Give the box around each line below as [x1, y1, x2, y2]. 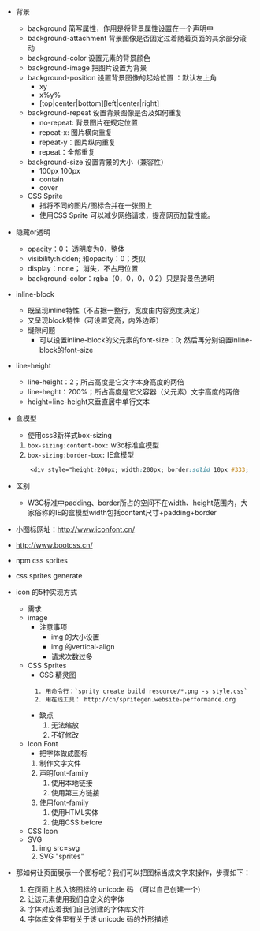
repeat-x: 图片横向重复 [39, 128, 113, 136]
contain [39, 174, 65, 184]
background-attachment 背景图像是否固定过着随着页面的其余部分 [27, 34, 240, 43]
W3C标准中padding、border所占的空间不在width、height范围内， [27, 498, 241, 507]
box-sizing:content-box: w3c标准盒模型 [27, 440, 160, 450]
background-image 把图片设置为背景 [27, 63, 147, 73]
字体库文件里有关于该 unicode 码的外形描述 [27, 914, 169, 923]
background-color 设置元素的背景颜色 [27, 54, 151, 62]
